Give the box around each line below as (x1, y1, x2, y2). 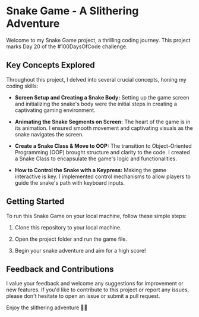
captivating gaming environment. (14, 106, 96, 114)
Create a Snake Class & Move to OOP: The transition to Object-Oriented (14, 142, 192, 150)
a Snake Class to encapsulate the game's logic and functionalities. (14, 155, 177, 162)
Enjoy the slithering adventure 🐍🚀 (6, 304, 88, 311)
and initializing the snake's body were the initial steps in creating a (14, 100, 177, 107)
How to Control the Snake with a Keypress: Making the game (14, 166, 167, 173)
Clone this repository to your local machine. (14, 223, 122, 231)
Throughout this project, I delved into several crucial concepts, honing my (6, 76, 187, 83)
